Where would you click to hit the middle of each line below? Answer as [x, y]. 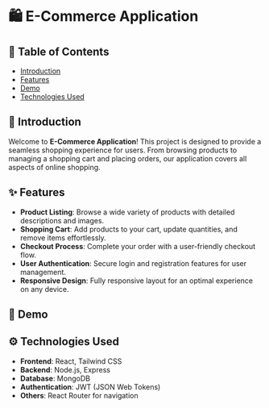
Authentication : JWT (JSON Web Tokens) [90, 387]
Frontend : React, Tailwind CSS [71, 361]
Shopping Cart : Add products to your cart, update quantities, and [128, 229]
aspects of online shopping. [54, 167]
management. [43, 272]
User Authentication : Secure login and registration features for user [133, 263]
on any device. [45, 289]
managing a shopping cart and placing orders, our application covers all [128, 158]
